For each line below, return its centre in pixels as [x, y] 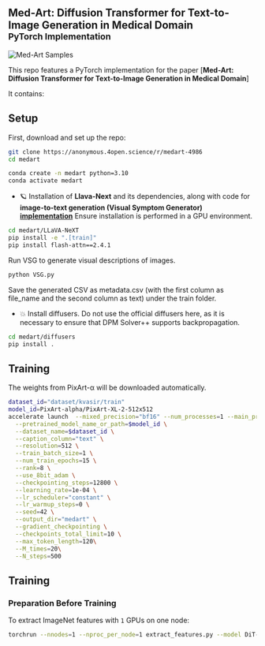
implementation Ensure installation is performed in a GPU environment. [136, 216]
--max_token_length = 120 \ [56, 541]
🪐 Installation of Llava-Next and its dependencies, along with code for [135, 196]
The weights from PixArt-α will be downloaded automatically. [107, 388]
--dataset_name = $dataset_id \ [65, 431]
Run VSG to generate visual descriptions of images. [92, 260]
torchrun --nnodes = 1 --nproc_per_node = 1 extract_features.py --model [125, 635]
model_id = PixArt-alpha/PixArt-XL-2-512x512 [81, 409]
